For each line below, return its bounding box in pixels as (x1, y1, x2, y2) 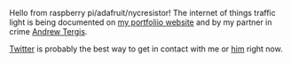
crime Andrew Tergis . (9, 27, 88, 36)
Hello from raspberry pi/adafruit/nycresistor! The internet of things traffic (9, 8, 277, 18)
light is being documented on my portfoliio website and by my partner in (9, 17, 272, 28)
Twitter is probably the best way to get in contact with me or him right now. (9, 43, 283, 54)
